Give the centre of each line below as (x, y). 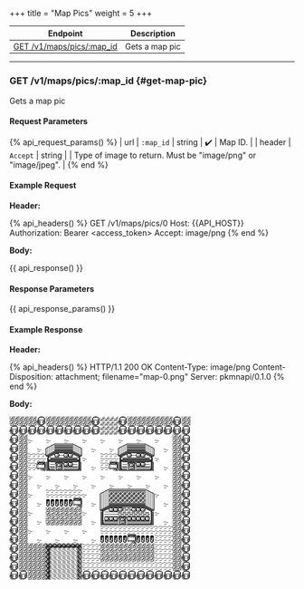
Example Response (46, 329)
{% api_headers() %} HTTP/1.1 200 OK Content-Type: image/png (130, 367)
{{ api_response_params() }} (62, 309)
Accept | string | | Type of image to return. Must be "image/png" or (133, 155)
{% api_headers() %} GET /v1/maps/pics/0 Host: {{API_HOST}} (127, 223)
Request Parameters (49, 121)
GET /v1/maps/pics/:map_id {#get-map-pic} (109, 81)
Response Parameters (52, 288)
